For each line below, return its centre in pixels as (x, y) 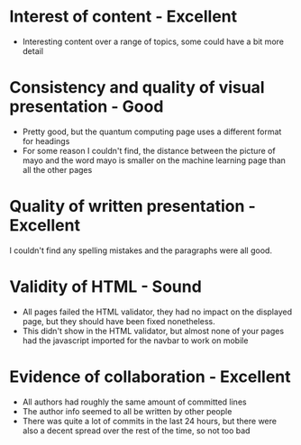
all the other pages (57, 169)
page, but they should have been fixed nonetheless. (119, 321)
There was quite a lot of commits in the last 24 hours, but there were (150, 421)
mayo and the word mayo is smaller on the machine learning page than (154, 160)
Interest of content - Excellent (123, 17)
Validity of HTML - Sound (106, 286)
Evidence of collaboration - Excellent (150, 377)
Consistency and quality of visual (137, 88)
